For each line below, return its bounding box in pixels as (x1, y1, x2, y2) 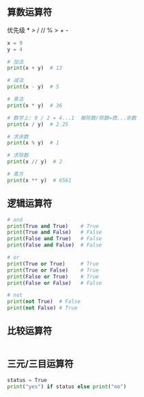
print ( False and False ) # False (7, 242, 102, 248)
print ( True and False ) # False (7, 229, 102, 236)
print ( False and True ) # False (7, 235, 102, 242)
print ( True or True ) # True (7, 260, 99, 267)
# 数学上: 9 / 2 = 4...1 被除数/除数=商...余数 (7, 114, 136, 121)
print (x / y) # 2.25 (7, 120, 69, 128)
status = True (7, 376, 48, 383)
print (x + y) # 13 (7, 64, 63, 72)
